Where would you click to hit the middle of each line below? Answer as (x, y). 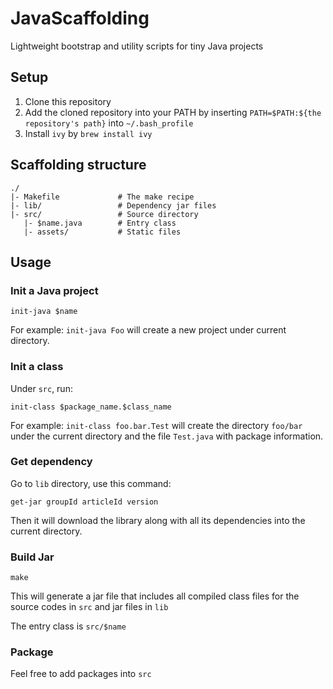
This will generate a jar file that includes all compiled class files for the (155, 596)
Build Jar (32, 557)
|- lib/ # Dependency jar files (113, 205)
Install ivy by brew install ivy (88, 133)
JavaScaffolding (80, 18)
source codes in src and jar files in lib (89, 607)
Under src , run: (41, 388)
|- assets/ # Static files (102, 232)
